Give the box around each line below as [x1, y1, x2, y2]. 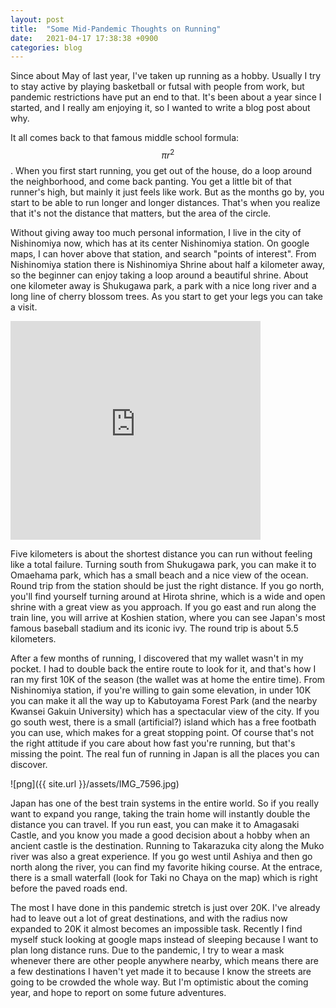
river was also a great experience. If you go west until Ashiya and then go [10, 850, 313, 862]
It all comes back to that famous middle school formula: [10, 132, 240, 144]
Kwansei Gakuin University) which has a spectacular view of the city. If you [10, 705, 320, 717]
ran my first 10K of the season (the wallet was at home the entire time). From [10, 673, 326, 685]
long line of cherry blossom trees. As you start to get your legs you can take [10, 290, 324, 302]
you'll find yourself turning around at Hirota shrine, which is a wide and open [10, 590, 326, 602]
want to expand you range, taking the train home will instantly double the [10, 807, 311, 820]
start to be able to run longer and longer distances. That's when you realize [10, 196, 321, 208]
